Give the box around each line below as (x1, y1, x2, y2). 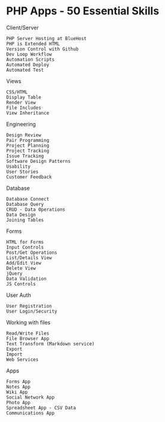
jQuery (6, 271, 23, 277)
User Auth (6, 292, 31, 299)
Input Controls (6, 244, 44, 250)
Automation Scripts (6, 56, 55, 62)
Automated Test (6, 67, 44, 73)
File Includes (6, 105, 42, 111)
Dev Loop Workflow (6, 51, 52, 57)
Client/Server (6, 24, 39, 31)
